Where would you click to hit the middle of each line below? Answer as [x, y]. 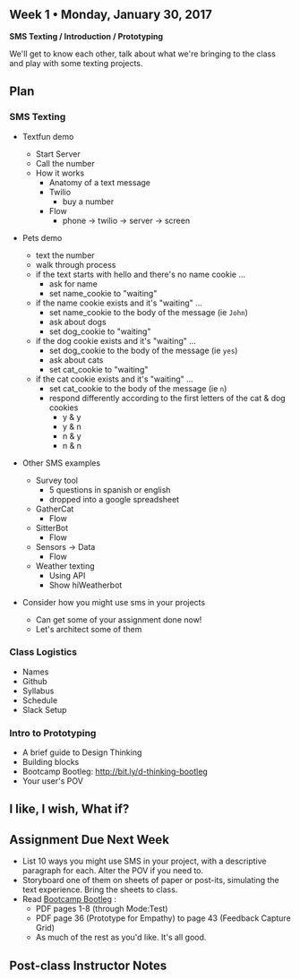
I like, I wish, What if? [69, 809]
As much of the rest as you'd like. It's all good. [121, 937]
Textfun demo [48, 136]
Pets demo [42, 237]
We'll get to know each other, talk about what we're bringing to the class [142, 54]
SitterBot [52, 528]
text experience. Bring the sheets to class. [100, 889]
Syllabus [38, 691]
